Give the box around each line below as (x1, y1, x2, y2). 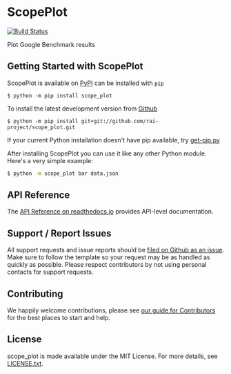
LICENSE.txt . (7, 359, 43, 367)
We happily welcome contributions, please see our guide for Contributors (7, 306, 216, 315)
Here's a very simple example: (7, 156, 93, 165)
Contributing (7, 288, 63, 299)
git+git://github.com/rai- (81, 118, 159, 124)
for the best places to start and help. (7, 314, 111, 322)
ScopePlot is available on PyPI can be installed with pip (7, 79, 164, 87)
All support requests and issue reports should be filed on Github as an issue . (7, 246, 225, 254)
